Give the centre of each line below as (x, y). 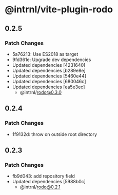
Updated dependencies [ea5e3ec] (48, 87)
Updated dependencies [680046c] (49, 81)
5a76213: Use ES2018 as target (45, 54)
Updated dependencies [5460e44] (49, 76)
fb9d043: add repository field (44, 176)
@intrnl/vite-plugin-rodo (59, 9)
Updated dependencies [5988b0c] (49, 182)
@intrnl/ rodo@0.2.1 (40, 187)
